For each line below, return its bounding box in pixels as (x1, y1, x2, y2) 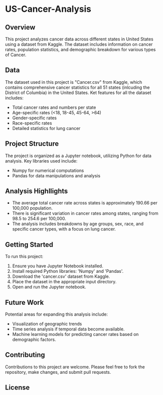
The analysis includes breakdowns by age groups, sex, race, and (12, 221, 144, 227)
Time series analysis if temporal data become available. (12, 326, 125, 332)
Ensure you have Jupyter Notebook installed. (12, 263, 104, 269)
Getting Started (5, 240, 54, 249)
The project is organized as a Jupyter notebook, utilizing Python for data (5, 153, 152, 159)
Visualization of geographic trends (12, 321, 82, 327)
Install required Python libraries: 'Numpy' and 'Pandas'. (12, 268, 124, 274)
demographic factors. (12, 336, 56, 343)
